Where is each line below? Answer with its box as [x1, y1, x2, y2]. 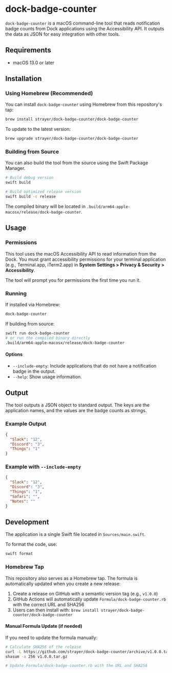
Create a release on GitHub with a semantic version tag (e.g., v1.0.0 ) [12, 590, 158, 597]
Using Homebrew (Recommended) [5, 90, 93, 97]
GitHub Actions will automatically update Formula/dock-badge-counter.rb [12, 596, 166, 602]
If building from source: [5, 320, 55, 326]
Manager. [5, 165, 26, 171]
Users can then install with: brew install [12, 607, 99, 613]
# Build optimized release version [5, 189, 81, 195]
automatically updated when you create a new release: [5, 581, 121, 587]
